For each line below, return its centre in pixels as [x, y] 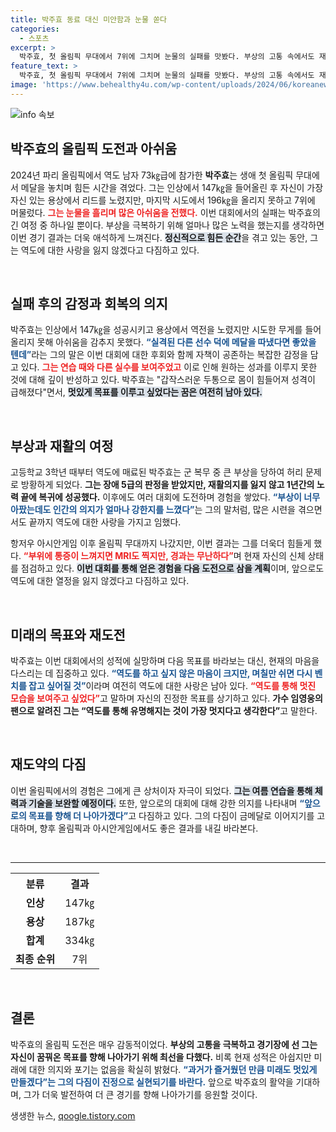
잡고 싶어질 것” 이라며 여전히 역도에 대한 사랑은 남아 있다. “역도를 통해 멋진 [172, 685]
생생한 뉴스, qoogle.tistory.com [73, 1115]
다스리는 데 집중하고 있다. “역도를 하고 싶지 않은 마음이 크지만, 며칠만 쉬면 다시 [161, 673]
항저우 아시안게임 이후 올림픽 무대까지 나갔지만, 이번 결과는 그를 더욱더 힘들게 [161, 543]
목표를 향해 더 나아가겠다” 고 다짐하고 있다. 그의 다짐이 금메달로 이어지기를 [171, 815]
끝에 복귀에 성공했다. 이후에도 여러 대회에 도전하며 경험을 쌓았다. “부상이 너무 [170, 497]
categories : [35, 29]
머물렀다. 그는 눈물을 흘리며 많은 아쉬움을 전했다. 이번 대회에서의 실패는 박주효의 [165, 212]
